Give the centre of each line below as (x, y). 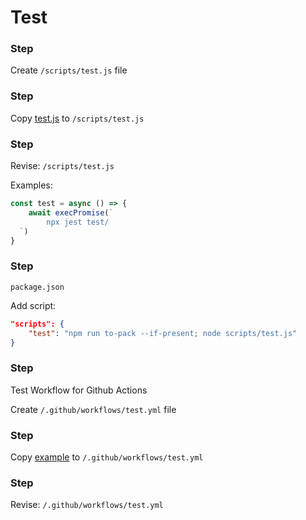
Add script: (33, 305)
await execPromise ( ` (71, 212)
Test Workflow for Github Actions (79, 390)
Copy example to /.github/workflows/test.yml (107, 457)
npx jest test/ (78, 222)
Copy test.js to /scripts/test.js (77, 118)
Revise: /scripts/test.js (62, 166)
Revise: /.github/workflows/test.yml (87, 505)
